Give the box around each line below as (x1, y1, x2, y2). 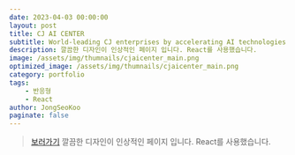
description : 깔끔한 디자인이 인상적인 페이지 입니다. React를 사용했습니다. (9, 46, 258, 55)
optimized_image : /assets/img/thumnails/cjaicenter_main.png (9, 63, 239, 71)
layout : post (9, 21, 57, 30)
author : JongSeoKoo (9, 103, 81, 112)
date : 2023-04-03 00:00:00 (9, 12, 109, 22)
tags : (9, 78, 29, 87)
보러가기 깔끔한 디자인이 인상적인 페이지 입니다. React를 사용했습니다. (30, 137, 271, 147)
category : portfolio (9, 70, 86, 79)
